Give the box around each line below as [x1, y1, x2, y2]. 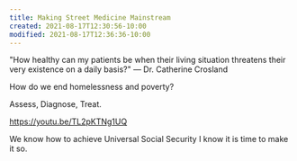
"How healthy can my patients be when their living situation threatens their [9, 55, 286, 66]
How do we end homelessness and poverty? [9, 82, 175, 93]
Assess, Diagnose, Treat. [9, 99, 102, 110]
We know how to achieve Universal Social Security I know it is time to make [9, 134, 289, 145]
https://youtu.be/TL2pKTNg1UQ [9, 116, 128, 127]
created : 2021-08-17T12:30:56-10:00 [9, 22, 147, 31]
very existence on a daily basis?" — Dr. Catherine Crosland [9, 64, 228, 75]
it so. [9, 143, 28, 154]
